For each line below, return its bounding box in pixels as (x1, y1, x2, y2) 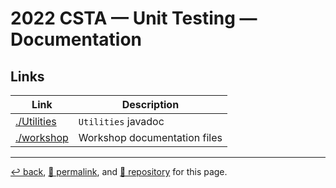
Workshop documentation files (78, 131, 223, 144)
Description (121, 98, 180, 111)
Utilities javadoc (78, 115, 165, 128)
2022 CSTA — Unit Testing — (10, 7, 258, 30)
